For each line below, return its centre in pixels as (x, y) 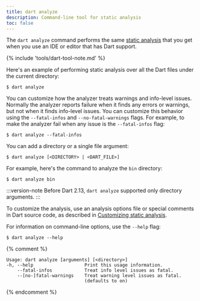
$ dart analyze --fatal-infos (44, 135)
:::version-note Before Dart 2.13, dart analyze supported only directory (94, 191)
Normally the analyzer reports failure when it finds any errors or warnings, (98, 105)
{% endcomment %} (32, 292)
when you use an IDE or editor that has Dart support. (72, 46)
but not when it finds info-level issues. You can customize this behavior (95, 111)
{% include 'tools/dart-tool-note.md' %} (56, 58)
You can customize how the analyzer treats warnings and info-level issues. (99, 98)
